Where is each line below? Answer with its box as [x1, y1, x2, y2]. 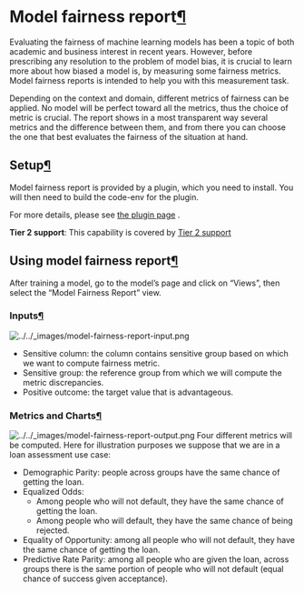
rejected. [35, 525, 70, 536]
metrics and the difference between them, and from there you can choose [9, 121, 286, 133]
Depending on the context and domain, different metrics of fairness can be [9, 93, 289, 104]
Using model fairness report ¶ [9, 253, 179, 269]
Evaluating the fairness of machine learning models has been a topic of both [9, 36, 295, 47]
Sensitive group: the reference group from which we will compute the [22, 367, 283, 378]
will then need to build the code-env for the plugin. [9, 191, 200, 202]
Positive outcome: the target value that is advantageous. [22, 387, 234, 397]
